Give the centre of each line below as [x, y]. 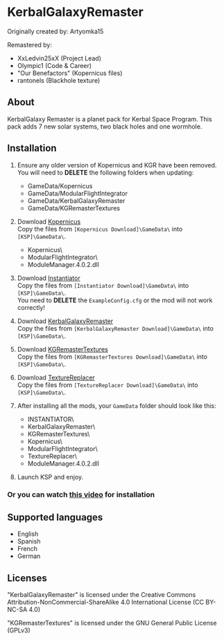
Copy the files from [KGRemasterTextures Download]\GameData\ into [112, 356]
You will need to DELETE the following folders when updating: [105, 172]
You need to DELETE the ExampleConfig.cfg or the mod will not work [115, 300]
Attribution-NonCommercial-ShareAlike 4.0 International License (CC [106, 602]
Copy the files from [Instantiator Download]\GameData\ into [103, 285]
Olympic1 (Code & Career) [54, 65]
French [27, 549]
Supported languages [55, 517]
